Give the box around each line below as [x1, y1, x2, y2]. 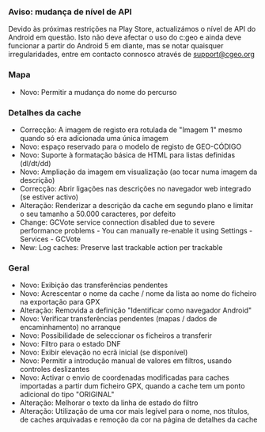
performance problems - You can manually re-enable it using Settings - [19, 225, 253, 235]
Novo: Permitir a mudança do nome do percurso [19, 87, 177, 97]
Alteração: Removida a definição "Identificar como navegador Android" [19, 305, 252, 315]
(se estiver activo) [19, 192, 79, 202]
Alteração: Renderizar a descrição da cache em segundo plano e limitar [19, 200, 254, 210]
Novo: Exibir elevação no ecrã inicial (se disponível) [19, 347, 188, 358]
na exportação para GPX [19, 297, 100, 307]
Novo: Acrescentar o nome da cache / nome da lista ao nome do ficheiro [19, 289, 257, 298]
